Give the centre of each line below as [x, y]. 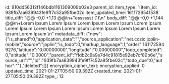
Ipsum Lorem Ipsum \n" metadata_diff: [45, 34]
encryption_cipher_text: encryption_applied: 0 [97, 65]
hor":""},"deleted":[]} [27, 65]
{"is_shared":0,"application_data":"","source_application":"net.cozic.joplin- [83, 39]
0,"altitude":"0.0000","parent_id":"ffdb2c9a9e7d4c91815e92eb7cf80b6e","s [84, 55]
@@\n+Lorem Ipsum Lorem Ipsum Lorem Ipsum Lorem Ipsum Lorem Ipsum [83, 23]
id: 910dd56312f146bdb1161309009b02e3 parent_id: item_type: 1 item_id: [81, 7]
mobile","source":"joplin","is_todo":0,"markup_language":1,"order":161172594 [85, 44]
